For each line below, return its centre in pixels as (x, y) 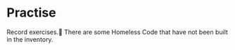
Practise (32, 13)
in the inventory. (30, 39)
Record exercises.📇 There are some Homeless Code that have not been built (117, 32)
